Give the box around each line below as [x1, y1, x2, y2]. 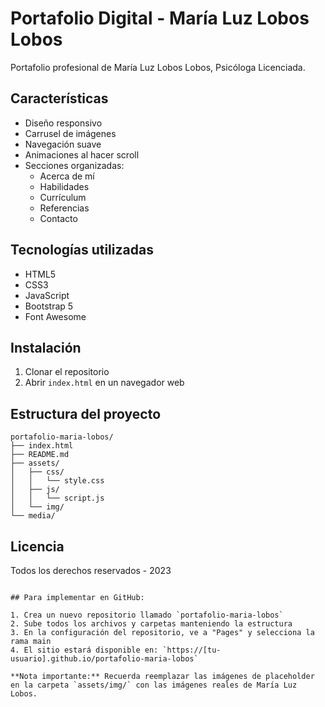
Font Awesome [24, 310, 87, 322]
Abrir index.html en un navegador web [24, 377, 185, 389]
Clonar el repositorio [24, 366, 110, 378]
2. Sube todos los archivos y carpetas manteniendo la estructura [10, 619, 293, 629]
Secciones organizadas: [24, 159, 125, 171]
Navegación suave [24, 138, 102, 150]
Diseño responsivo [24, 117, 103, 129]
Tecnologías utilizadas [10, 242, 154, 259]
